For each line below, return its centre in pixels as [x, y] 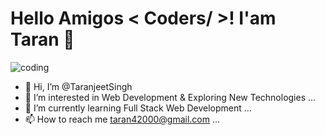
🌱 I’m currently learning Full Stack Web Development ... [138, 108]
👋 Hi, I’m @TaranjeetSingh [78, 86]
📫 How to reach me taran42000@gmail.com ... [122, 119]
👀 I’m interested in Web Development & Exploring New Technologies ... [170, 97]
